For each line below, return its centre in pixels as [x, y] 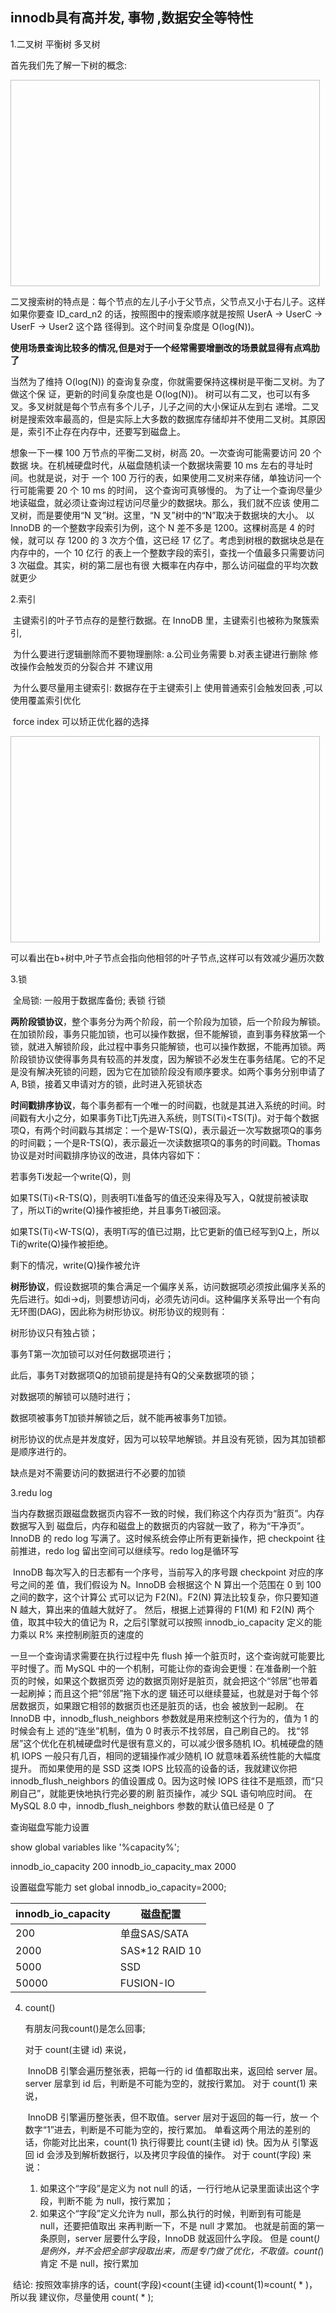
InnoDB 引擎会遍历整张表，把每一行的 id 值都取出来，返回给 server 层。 [175, 2070]
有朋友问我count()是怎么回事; [85, 2028]
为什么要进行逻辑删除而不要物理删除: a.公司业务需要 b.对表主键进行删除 [160, 654]
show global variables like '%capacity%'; [95, 1847]
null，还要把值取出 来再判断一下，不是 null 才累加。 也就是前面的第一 [182, 2225]
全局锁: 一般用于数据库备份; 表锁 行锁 [89, 1000]
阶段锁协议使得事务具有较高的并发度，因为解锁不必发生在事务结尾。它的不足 [168, 1059]
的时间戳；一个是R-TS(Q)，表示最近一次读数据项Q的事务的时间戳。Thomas [165, 1142]
